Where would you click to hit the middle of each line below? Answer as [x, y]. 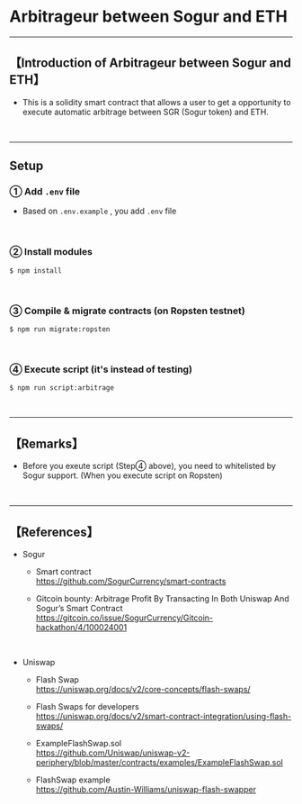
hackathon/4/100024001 [81, 627]
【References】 [54, 532]
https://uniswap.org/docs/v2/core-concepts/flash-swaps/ [143, 689]
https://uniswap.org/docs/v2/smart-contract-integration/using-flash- [164, 716]
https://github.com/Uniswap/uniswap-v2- [113, 753]
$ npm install [36, 271]
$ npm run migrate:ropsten [60, 330]
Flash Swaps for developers [87, 706]
